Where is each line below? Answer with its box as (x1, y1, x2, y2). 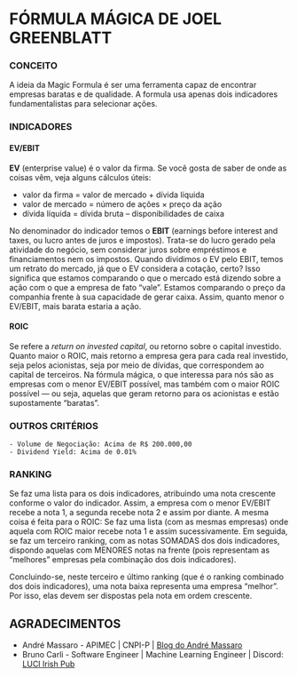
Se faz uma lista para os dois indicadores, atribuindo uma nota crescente (9, 489, 277, 499)
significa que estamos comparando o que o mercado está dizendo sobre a (9, 272, 282, 283)
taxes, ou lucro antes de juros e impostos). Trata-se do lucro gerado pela (9, 235, 277, 245)
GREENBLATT (9, 28, 113, 48)
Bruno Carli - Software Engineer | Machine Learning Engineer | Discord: (21, 649, 284, 660)
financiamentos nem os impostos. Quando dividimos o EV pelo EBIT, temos (9, 253, 284, 264)
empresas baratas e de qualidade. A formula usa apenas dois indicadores (9, 89, 278, 100)
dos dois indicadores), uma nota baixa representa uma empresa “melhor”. (9, 581, 279, 592)
